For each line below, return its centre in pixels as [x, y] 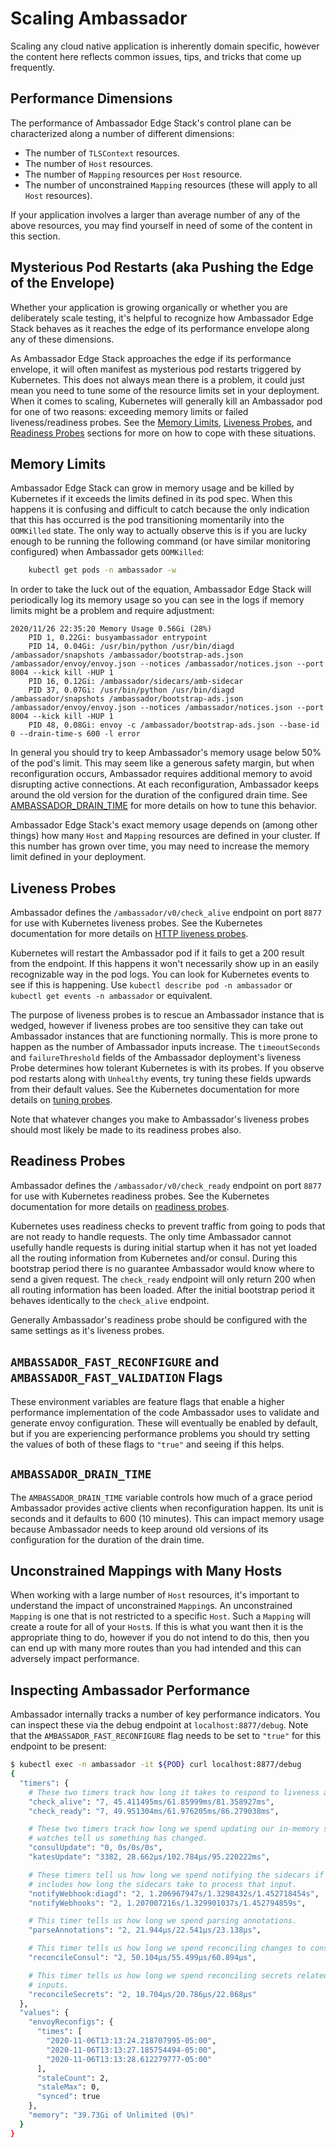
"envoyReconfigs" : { [71, 2022]
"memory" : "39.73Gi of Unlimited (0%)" [111, 2115]
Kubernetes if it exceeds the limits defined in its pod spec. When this [151, 499]
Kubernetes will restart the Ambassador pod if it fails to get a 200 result [157, 953]
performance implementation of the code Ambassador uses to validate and [165, 1412]
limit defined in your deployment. [78, 857]
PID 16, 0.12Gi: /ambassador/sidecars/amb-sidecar [136, 682]
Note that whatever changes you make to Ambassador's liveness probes [160, 1119]
